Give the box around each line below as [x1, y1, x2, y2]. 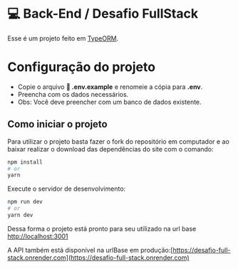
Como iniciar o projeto [7, 118, 108, 130]
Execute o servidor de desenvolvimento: [7, 184, 126, 193]
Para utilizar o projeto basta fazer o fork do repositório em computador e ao [7, 137, 229, 146]
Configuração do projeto [7, 59, 155, 75]
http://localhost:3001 [7, 232, 68, 241]
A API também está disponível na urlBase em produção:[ [7, 246, 173, 254]
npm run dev [7, 199, 43, 206]
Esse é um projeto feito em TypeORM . [7, 33, 119, 43]
